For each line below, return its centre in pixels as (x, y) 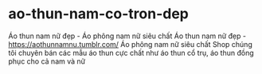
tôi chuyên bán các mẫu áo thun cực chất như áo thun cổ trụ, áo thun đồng (131, 53)
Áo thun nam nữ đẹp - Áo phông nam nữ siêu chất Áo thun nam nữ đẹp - (127, 36)
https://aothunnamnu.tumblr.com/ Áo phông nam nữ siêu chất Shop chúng (130, 44)
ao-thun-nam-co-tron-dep (98, 14)
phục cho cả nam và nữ (47, 61)
